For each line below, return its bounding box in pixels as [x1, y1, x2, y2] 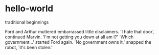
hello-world [5, 3, 54, 14]
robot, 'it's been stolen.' [5, 44, 53, 50]
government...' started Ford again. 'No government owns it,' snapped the [5, 39, 152, 45]
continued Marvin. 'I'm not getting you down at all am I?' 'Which [5, 34, 134, 40]
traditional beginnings [5, 19, 49, 25]
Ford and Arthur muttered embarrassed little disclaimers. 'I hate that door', [5, 28, 155, 34]
